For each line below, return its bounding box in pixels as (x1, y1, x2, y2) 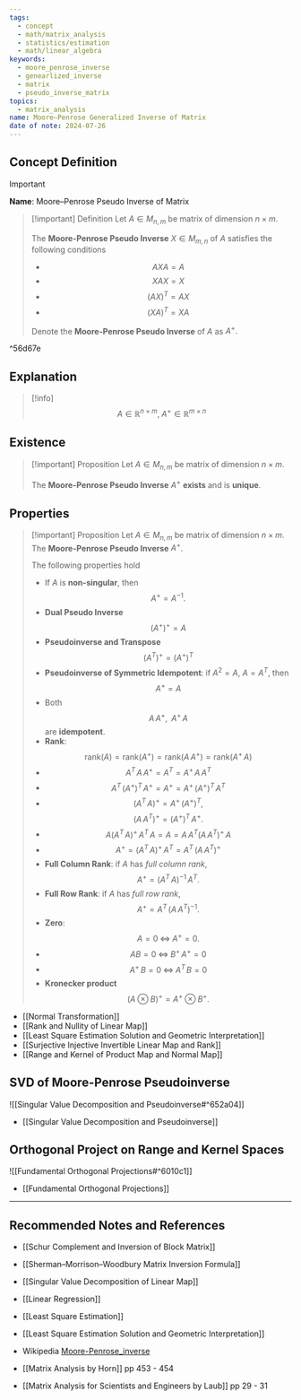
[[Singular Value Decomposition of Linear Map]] (21, 1276, 199, 1287)
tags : (9, 13, 30, 22)
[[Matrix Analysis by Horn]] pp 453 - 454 (21, 1363, 175, 1374)
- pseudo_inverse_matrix (17, 88, 110, 97)
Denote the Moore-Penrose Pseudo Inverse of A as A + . (30, 324, 238, 336)
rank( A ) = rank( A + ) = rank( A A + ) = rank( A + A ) (84, 750, 253, 762)
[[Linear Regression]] (21, 1293, 101, 1305)
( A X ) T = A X (147, 290, 190, 302)
